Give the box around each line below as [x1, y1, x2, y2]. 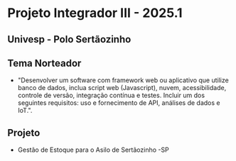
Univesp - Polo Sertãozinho [7, 33, 132, 45]
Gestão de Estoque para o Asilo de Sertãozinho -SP [17, 145, 169, 154]
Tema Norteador [7, 57, 82, 69]
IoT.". [17, 106, 33, 115]
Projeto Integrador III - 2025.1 [7, 5, 183, 21]
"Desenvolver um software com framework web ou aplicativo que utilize [17, 76, 229, 84]
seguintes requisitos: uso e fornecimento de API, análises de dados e [17, 99, 220, 107]
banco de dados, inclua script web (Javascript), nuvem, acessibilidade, [17, 84, 227, 92]
